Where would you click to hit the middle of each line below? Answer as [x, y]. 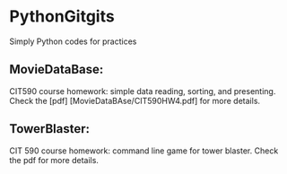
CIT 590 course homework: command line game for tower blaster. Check [144, 151]
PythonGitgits [62, 17]
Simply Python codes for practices [73, 41]
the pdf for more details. [54, 160]
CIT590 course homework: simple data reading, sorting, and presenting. [143, 91]
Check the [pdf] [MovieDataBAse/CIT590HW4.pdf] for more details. [135, 100]
